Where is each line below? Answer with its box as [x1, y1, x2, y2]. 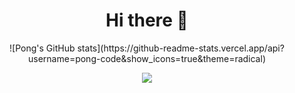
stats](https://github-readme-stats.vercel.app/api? [77, 42, 285, 54]
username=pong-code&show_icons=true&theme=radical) [28, 52, 266, 64]
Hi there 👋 [105, 9, 189, 32]
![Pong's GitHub [9, 42, 76, 54]
